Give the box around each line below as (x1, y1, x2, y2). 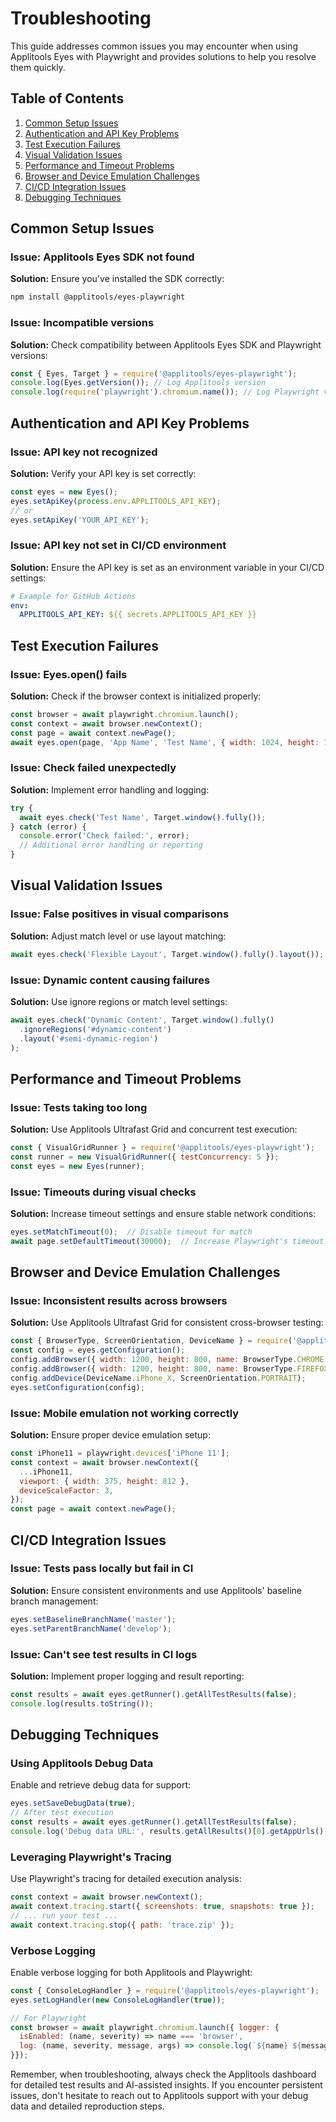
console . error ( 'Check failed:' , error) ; (19, 831, 190, 841)
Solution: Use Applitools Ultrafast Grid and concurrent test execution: (10, 1123, 298, 1136)
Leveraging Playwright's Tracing (10, 1850, 172, 1864)
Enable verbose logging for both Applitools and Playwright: (10, 1966, 253, 1978)
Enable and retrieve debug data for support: (10, 1779, 192, 1791)
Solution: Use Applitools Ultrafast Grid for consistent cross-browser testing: (10, 1317, 324, 1329)
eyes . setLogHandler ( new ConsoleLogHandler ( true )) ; (10, 1995, 226, 2005)
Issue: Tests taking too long (10, 1100, 148, 1114)
